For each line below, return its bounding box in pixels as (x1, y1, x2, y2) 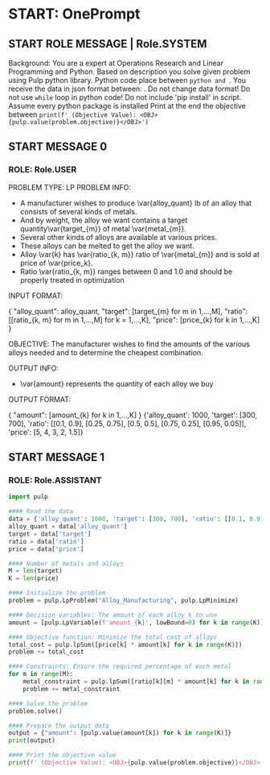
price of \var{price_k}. (19, 258, 94, 267)
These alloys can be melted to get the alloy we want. (19, 241, 194, 251)
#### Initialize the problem (8, 589, 106, 597)
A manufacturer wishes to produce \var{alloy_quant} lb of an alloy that (19, 198, 252, 208)
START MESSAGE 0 (8, 140, 108, 154)
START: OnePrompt (8, 5, 141, 23)
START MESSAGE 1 (8, 450, 105, 464)
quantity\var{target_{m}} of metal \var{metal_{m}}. (19, 223, 186, 234)
